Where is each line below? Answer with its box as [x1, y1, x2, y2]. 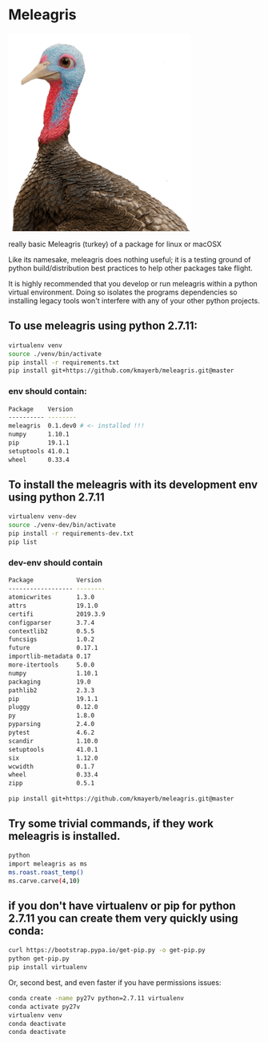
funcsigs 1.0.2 [8, 635, 94, 643]
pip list [8, 538, 38, 546]
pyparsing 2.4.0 [8, 720, 94, 728]
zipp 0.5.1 [8, 780, 94, 788]
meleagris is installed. [8, 829, 121, 843]
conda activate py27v [8, 1003, 81, 1011]
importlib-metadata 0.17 [8, 652, 91, 661]
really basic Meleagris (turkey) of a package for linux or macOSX [8, 239, 222, 249]
